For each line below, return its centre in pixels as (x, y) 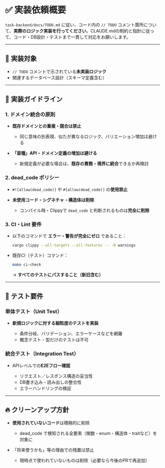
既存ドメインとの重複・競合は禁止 (47, 126)
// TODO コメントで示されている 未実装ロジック (59, 71)
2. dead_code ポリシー (32, 178)
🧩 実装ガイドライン (34, 99)
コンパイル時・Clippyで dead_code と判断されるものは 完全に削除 (84, 210)
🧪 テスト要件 (24, 296)
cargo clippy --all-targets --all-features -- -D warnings (74, 245)
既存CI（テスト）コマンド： (40, 255)
